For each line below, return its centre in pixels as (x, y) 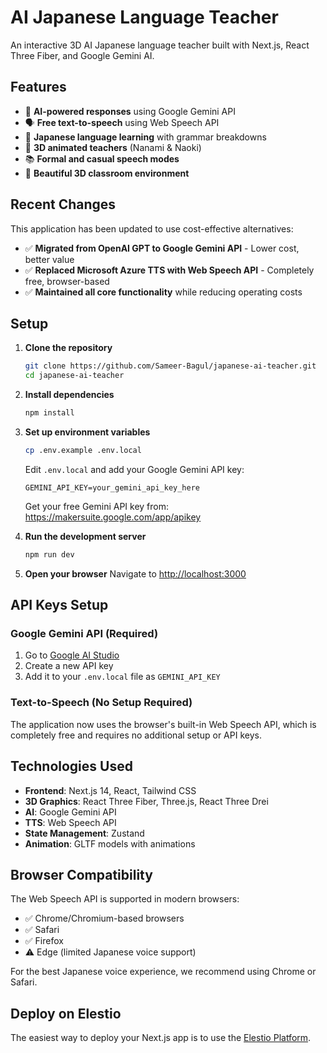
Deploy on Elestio (66, 1013)
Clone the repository (68, 348)
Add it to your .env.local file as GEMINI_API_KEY (122, 677)
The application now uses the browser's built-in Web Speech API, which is (163, 724)
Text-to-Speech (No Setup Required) (101, 703)
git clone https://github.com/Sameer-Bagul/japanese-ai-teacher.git (170, 366)
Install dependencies (69, 395)
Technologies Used (71, 766)
